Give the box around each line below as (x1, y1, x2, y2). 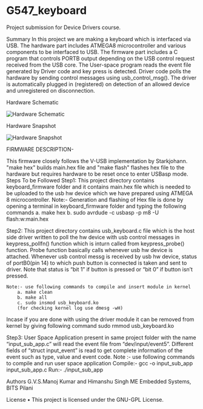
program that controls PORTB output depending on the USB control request (6, 55, 195, 62)
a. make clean (17, 289, 53, 295)
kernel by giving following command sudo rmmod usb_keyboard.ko (6, 322, 175, 329)
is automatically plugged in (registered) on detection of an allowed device (6, 80, 190, 88)
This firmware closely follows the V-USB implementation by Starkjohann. (6, 157, 188, 164)
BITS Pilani (6, 384, 33, 391)
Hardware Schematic (6, 98, 59, 106)
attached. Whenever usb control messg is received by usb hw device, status (6, 253, 197, 260)
